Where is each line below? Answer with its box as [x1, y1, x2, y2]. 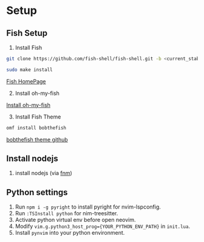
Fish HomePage [6, 77, 47, 85]
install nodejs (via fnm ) [15, 170, 73, 177]
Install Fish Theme [15, 113, 61, 120]
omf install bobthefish [6, 125, 67, 131]
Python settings [6, 187, 68, 198]
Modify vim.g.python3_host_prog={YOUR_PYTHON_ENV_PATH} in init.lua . [15, 223, 190, 230]
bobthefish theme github [6, 136, 68, 143]
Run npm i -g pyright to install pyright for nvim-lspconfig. [15, 203, 161, 210]
